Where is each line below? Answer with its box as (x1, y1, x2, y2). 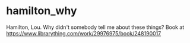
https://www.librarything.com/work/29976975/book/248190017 (6, 29, 161, 37)
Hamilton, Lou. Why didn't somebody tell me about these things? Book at (6, 24, 185, 31)
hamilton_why (6, 4, 77, 18)
